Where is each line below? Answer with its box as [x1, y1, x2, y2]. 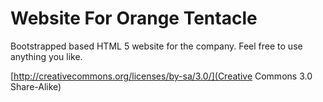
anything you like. [10, 50, 83, 62]
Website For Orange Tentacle [10, 7, 258, 30]
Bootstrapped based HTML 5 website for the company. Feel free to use [10, 40, 303, 52]
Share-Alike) [10, 80, 62, 92]
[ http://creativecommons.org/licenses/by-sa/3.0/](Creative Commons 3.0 [10, 70, 313, 82]
